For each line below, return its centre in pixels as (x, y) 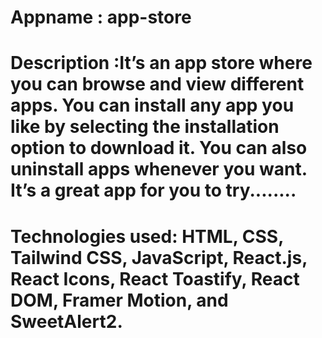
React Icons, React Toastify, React (155, 278)
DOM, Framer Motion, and (119, 300)
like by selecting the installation (145, 127)
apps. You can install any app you (152, 105)
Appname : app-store (101, 17)
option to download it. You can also (159, 148)
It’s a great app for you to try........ (153, 190)
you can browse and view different (157, 84)
